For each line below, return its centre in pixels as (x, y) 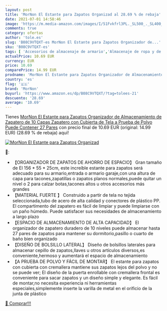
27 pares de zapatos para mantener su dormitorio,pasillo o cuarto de (83, 234)
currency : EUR (20, 61)
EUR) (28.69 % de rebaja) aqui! (37, 133)
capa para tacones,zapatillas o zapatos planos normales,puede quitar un (87, 179)
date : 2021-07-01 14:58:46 (33, 19)
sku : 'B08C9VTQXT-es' (28, 47)
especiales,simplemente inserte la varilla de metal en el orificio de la (82, 289)
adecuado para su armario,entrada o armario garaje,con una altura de (84, 173)
